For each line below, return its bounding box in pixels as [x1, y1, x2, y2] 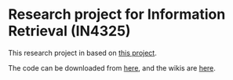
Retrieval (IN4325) [8, 22, 131, 40]
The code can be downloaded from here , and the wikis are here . [8, 63, 216, 72]
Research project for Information [8, 5, 226, 24]
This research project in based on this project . [8, 48, 157, 57]
